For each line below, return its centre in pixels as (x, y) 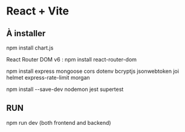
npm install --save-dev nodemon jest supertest (65, 89)
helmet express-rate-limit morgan (48, 77)
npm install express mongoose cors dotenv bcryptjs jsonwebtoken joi (93, 71)
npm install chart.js (30, 48)
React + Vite (38, 11)
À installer (26, 33)
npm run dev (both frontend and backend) (59, 122)
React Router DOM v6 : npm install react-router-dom (72, 59)
